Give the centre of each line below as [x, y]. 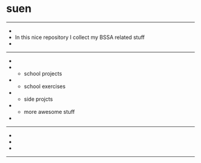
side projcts [38, 99]
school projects [43, 73]
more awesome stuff [49, 111]
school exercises [45, 86]
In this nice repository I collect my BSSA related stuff [80, 37]
